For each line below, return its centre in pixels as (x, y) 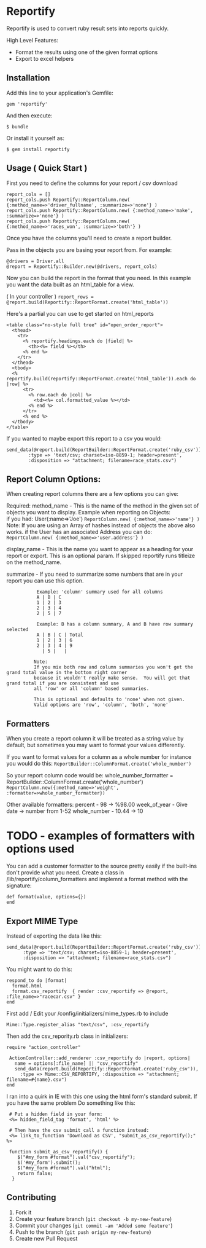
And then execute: (29, 116)
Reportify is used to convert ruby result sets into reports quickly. (87, 28)
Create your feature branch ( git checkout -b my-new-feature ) (93, 1219)
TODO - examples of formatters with (101, 836)
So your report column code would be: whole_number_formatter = (90, 775)
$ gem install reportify (38, 149)
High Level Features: (32, 40)
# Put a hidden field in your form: (56, 1114)
